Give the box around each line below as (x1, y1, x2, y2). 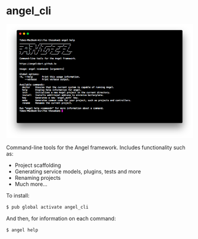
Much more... (14, 180, 47, 188)
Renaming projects (14, 175, 61, 182)
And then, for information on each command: (6, 215, 116, 222)
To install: (6, 192, 30, 199)
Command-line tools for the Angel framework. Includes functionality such (6, 144, 186, 151)
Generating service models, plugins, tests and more (14, 168, 141, 175)
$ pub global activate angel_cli (6, 204, 89, 211)
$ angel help (6, 227, 39, 233)
